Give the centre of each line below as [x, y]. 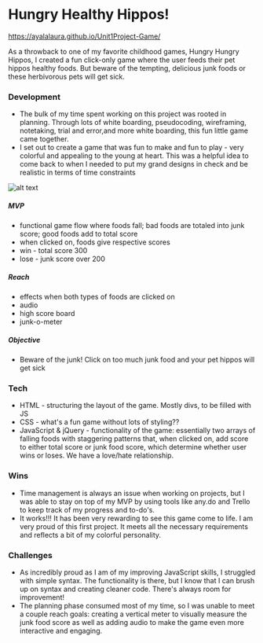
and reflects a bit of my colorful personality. [90, 535]
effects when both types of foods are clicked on [97, 297]
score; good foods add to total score [79, 234]
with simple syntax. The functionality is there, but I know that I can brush [137, 581]
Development [35, 97]
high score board [47, 314]
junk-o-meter [41, 322]
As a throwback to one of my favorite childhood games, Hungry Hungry [124, 51]
